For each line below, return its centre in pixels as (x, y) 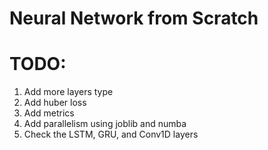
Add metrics (49, 113)
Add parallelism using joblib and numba (105, 124)
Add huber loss (55, 103)
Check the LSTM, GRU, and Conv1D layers (111, 134)
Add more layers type (68, 92)
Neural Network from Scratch (134, 18)
